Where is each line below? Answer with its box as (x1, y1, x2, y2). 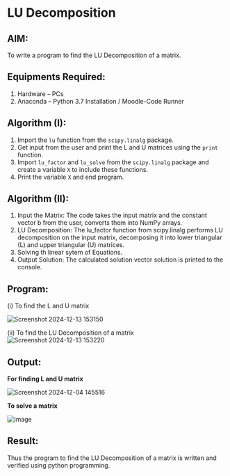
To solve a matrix (7, 402, 58, 410)
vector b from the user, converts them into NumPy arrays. (17, 219, 183, 227)
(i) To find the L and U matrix (7, 301, 90, 310)
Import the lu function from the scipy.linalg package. (17, 136, 174, 144)
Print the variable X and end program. (17, 173, 124, 181)
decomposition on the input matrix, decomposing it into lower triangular (17, 233, 222, 241)
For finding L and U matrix (7, 374, 83, 383)
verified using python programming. (7, 461, 110, 469)
